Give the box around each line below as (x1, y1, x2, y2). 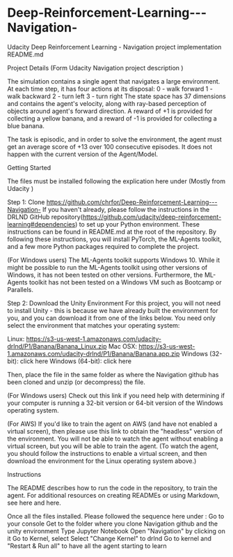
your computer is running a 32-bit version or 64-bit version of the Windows (7, 399, 224, 407)
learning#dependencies (7, 220, 76, 228)
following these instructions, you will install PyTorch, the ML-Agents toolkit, (7, 235, 222, 243)
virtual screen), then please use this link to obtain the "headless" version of (7, 427, 223, 435)
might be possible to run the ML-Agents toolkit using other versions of (7, 263, 208, 271)
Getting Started (7, 163, 51, 171)
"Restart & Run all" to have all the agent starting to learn (7, 542, 167, 550)
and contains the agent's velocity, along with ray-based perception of (7, 99, 207, 107)
